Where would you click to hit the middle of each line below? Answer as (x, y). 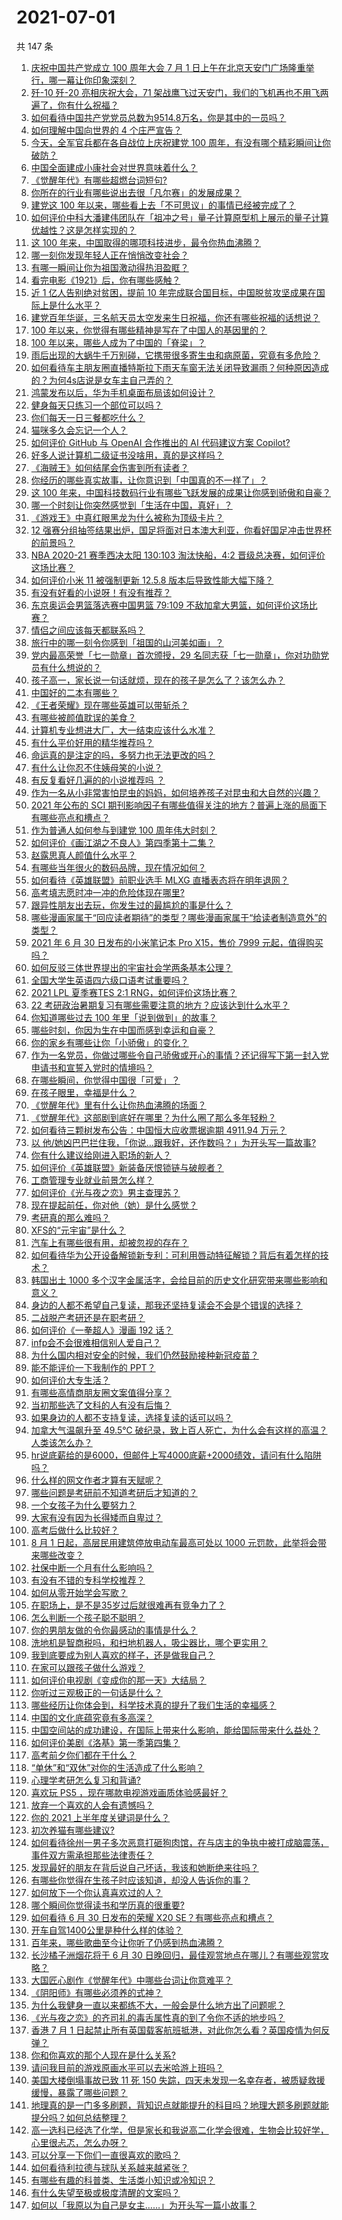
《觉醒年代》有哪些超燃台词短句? (99, 180)
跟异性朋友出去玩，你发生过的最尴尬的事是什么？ (131, 905)
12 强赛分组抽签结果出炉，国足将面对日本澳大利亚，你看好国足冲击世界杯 (181, 530)
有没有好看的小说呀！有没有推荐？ (101, 592)
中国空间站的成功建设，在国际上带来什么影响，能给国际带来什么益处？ (175, 1730)
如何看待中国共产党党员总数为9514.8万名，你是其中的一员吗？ (158, 117)
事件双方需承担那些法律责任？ (92, 1855)
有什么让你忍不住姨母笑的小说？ (96, 767)
